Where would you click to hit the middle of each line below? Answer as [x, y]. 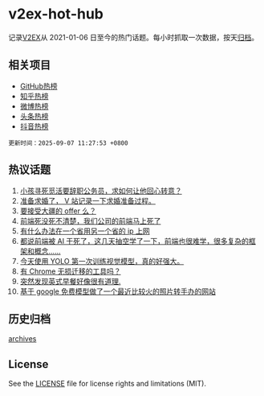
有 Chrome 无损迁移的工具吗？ [71, 271]
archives [22, 339]
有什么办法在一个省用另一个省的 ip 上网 [85, 231]
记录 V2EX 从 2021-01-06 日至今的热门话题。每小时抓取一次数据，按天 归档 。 [134, 37]
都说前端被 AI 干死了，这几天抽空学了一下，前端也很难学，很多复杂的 [134, 241]
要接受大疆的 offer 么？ [58, 211]
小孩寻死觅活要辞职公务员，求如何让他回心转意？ [101, 191]
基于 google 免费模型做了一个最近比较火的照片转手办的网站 [118, 291]
